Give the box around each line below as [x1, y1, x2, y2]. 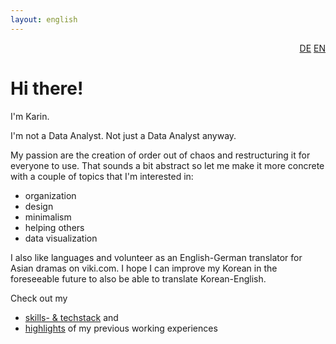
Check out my [10, 292, 68, 304]
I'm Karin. [10, 110, 50, 122]
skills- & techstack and [24, 311, 119, 323]
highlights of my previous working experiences [24, 322, 218, 334]
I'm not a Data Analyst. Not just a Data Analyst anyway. [10, 129, 237, 141]
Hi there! [10, 77, 84, 100]
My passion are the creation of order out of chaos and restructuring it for [10, 149, 311, 161]
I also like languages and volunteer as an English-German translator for [10, 251, 303, 263]
